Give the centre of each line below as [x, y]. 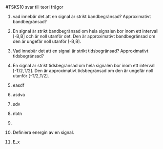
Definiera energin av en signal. [43, 132]
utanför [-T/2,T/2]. [31, 76]
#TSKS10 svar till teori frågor [34, 7]
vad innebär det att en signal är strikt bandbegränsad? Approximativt [82, 16]
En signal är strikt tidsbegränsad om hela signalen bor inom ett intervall [84, 65]
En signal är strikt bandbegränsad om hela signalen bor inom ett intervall [85, 31]
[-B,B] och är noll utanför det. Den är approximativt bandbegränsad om [84, 36]
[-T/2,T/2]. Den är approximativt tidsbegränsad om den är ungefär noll [83, 71]
